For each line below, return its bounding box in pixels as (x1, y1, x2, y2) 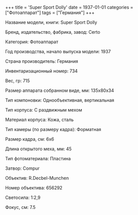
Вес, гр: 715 (5, 78, 30, 83)
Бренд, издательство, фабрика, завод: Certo (5, 29, 100, 35)
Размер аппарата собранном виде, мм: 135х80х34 (5, 87, 114, 93)
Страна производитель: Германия (5, 58, 79, 64)
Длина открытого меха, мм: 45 (5, 146, 72, 152)
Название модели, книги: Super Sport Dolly (5, 20, 97, 25)
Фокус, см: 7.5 (5, 204, 36, 210)
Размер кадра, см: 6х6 (5, 136, 54, 142)
